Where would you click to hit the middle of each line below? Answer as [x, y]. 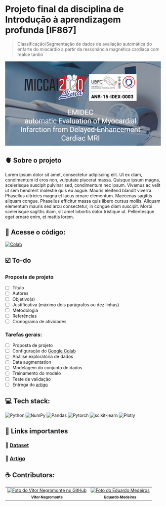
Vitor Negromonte [47, 497]
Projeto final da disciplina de [64, 9]
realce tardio [30, 54]
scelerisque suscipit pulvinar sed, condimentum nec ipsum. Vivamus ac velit [83, 185]
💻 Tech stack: [28, 401]
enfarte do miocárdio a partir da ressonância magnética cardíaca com [88, 49]
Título [18, 288]
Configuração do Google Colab [44, 351]
